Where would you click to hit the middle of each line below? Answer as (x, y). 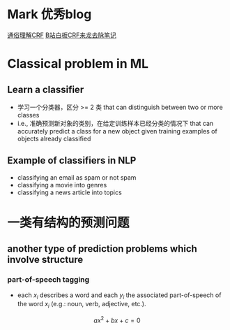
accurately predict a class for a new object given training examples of (117, 131)
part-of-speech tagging (48, 280)
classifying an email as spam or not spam (77, 177)
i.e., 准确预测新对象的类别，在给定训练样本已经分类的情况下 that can (115, 123)
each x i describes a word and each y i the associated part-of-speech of (119, 296)
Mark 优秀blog (49, 14)
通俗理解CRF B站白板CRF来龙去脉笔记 (62, 35)
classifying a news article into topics (69, 192)
